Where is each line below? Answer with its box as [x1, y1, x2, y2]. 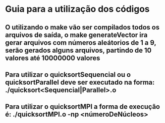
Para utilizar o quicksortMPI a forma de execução [5, 102, 160, 111]
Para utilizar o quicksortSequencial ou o [5, 70, 131, 79]
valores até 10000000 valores [5, 54, 101, 62]
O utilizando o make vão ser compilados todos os [5, 23, 160, 31]
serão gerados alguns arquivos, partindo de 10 [5, 46, 152, 55]
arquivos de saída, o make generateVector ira [5, 31, 148, 39]
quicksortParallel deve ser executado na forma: [5, 78, 155, 87]
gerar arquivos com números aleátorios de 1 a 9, [5, 38, 157, 47]
